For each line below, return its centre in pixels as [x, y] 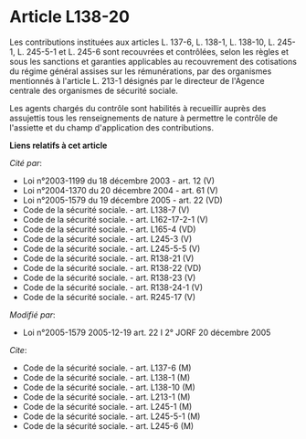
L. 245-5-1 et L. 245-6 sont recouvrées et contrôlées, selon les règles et [153, 51]
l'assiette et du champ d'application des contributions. [112, 127]
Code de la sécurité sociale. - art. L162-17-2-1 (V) [115, 219]
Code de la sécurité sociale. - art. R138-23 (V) [109, 277]
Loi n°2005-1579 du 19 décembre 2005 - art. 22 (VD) [123, 200]
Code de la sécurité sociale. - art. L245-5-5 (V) [111, 248]
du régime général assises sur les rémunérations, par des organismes [141, 71]
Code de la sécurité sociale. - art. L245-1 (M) [107, 406]
